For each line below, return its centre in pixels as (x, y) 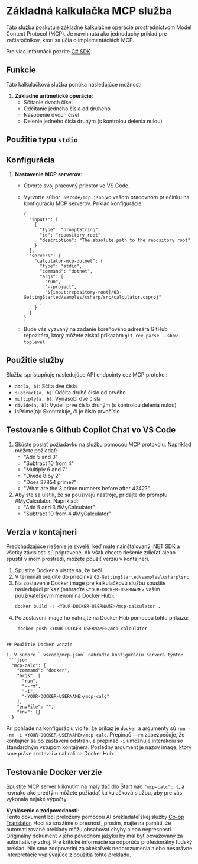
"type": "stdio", (61, 266)
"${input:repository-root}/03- (83, 292)
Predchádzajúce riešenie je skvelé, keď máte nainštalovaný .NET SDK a (93, 546)
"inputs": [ (43, 219)
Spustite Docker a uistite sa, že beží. (59, 570)
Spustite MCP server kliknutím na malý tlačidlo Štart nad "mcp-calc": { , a (95, 786)
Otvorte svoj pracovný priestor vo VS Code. (77, 186)
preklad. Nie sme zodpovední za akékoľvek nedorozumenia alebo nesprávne (99, 848)
